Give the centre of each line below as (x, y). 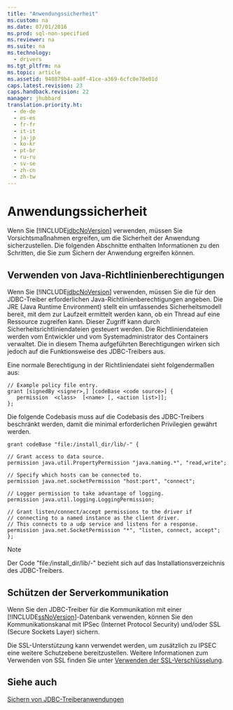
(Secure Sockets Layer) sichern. (54, 632)
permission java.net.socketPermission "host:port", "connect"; (101, 482)
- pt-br (25, 151)
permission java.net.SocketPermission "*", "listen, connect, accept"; (114, 531)
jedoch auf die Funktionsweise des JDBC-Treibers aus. (86, 352)
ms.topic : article (34, 72)
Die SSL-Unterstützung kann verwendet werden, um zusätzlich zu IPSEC (112, 646)
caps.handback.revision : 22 (48, 92)
